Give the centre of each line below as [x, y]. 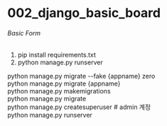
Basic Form [24, 33]
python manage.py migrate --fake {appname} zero [81, 76]
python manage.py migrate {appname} [64, 84]
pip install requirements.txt [56, 55]
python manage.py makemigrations [59, 91]
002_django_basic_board [84, 13]
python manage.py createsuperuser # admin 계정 [79, 107]
